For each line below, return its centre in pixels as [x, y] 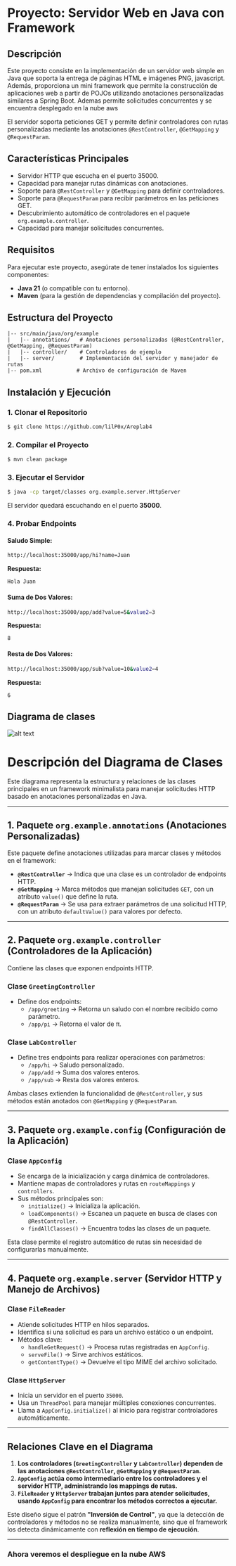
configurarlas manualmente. [48, 1250]
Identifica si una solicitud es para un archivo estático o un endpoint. [115, 1332]
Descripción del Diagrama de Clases [115, 762]
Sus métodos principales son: [60, 1199]
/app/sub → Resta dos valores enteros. [84, 1080]
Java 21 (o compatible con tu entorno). [73, 288]
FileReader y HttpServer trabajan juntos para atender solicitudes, [113, 1493]
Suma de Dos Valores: [40, 597]
